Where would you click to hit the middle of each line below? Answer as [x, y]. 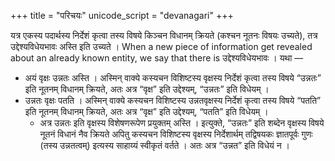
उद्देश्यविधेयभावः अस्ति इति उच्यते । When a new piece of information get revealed [161, 46]
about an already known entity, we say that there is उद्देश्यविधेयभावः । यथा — [157, 58]
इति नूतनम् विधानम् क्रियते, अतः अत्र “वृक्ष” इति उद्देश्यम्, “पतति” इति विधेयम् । [146, 111]
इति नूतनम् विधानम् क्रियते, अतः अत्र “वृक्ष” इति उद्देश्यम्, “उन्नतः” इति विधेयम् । [147, 89]
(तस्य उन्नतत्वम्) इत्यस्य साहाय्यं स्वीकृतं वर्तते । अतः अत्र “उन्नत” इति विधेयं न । [164, 145]
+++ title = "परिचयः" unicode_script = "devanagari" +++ [122, 15]
